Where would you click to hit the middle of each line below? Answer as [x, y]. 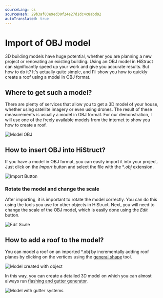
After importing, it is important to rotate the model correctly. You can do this [81, 200]
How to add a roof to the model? [54, 240]
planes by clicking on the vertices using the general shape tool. [69, 257]
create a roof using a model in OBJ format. [48, 77]
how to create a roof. [26, 125]
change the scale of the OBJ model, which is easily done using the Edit [76, 210]
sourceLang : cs [20, 10]
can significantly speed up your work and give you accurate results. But [77, 67]
